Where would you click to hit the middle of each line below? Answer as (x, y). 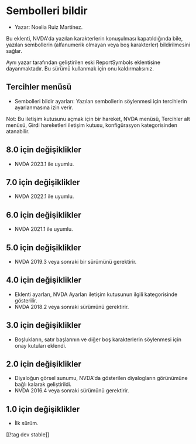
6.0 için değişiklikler (44, 215)
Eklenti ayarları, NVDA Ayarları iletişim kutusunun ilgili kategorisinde (96, 294)
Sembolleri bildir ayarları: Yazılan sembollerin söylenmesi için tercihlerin (101, 101)
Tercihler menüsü (39, 87)
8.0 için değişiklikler (44, 150)
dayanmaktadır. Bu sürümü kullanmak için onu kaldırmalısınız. (80, 68)
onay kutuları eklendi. (40, 345)
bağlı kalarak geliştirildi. (43, 384)
